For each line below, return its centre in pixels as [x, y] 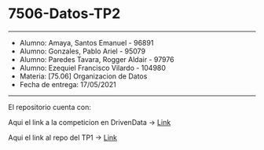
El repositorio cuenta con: [50, 107]
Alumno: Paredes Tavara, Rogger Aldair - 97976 [97, 59]
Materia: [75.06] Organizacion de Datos [83, 76]
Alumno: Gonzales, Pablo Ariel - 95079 [82, 51]
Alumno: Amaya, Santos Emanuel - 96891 [86, 42]
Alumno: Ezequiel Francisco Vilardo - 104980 [93, 68]
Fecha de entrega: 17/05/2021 [68, 84]
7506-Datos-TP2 [64, 14]
